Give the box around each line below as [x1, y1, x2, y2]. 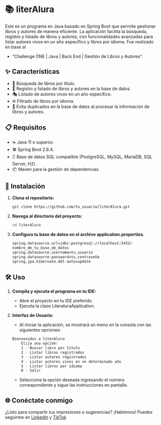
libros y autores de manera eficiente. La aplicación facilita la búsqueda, [5, 28, 148, 34]
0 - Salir [21, 368, 41, 373]
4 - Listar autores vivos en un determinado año [21, 359, 122, 364]
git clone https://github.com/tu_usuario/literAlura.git [12, 204, 130, 209]
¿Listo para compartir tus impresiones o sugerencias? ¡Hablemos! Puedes [5, 409, 153, 415]
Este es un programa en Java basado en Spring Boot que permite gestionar [5, 23, 156, 29]
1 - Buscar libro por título [21, 346, 80, 351]
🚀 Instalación [5, 182, 45, 190]
